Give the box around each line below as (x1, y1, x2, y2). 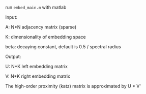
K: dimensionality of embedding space (5, 34, 86, 40)
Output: (5, 53, 21, 59)
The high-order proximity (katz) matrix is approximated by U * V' (5, 83, 141, 89)
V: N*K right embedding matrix (5, 73, 70, 79)
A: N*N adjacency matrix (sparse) (5, 24, 77, 30)
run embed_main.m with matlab (5, 5, 67, 10)
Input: (5, 14, 18, 20)
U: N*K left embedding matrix (5, 64, 68, 69)
